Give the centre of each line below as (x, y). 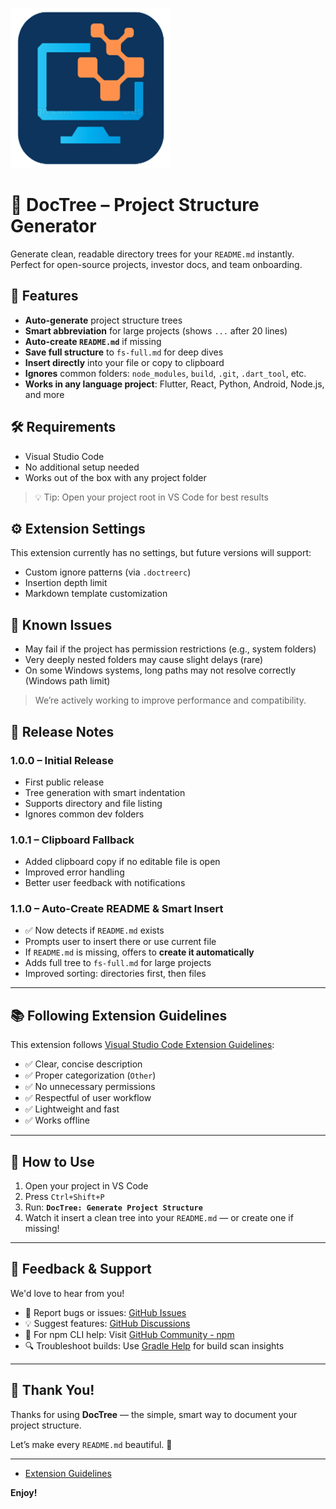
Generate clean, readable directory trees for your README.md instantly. (152, 254)
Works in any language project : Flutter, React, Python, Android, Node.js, (174, 384)
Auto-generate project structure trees (103, 320)
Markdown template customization (96, 594)
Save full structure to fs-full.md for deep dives (124, 352)
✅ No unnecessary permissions (90, 1087)
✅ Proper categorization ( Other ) (90, 1075)
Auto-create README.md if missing (93, 341)
